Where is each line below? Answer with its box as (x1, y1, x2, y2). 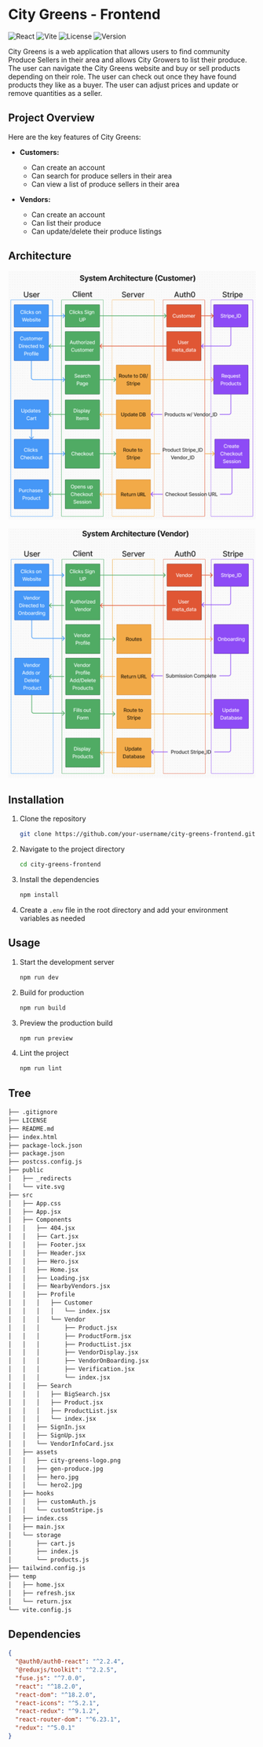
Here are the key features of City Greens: (8, 132, 141, 142)
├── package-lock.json (8, 1142, 82, 1149)
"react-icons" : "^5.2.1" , (15, 1699, 100, 1707)
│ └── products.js (8, 1556, 89, 1564)
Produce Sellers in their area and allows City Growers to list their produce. (8, 55, 247, 64)
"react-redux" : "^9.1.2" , (15, 1708, 100, 1716)
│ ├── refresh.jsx (8, 1589, 76, 1597)
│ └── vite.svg (8, 1182, 65, 1190)
